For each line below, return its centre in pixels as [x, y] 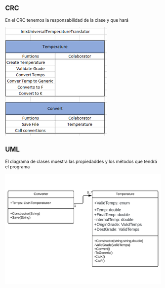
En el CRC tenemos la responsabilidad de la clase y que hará [67, 20]
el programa [18, 167]
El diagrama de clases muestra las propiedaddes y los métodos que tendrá [81, 161]
